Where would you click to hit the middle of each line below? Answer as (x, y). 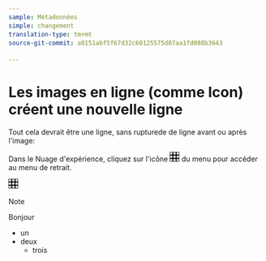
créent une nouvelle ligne (96, 110)
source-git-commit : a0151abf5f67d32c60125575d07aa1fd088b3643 (116, 43)
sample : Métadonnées (43, 17)
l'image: (21, 141)
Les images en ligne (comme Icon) (126, 92)
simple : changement (41, 26)
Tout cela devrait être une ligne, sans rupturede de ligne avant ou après (128, 132)
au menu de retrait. (40, 168)
